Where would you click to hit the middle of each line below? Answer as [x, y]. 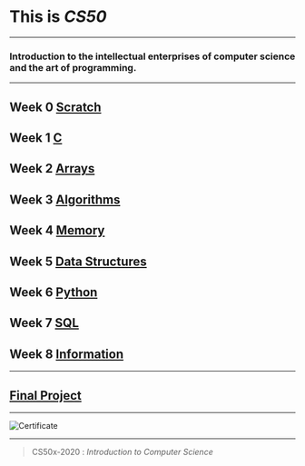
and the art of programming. [73, 67]
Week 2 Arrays [52, 169]
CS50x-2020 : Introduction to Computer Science [122, 451]
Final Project [45, 396]
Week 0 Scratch [55, 107]
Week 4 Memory [57, 230]
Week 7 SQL [44, 323]
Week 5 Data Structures [78, 261]
